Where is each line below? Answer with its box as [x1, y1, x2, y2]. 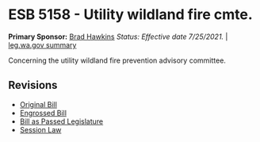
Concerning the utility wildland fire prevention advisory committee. [8, 56, 226, 65]
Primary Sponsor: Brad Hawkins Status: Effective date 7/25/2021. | [8, 32, 228, 41]
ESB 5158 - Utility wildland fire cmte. [8, 6, 254, 24]
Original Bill [19, 99, 58, 109]
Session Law [19, 125, 62, 134]
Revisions [8, 79, 58, 92]
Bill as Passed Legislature [19, 117, 104, 126]
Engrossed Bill [19, 108, 67, 117]
